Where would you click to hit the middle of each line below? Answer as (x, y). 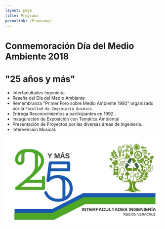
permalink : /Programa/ (28, 21)
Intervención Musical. (34, 129)
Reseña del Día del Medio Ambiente (48, 98)
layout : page (19, 10)
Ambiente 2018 (37, 56)
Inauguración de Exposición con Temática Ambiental (66, 119)
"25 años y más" (40, 79)
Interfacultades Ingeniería (39, 93)
